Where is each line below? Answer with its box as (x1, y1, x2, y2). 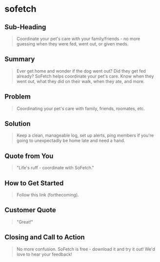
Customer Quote (4, 206, 57, 214)
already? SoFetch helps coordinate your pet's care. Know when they (16, 73, 154, 79)
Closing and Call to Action (4, 233, 85, 242)
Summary (4, 55, 35, 63)
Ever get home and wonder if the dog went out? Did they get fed (16, 68, 146, 74)
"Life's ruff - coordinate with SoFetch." (16, 165, 95, 171)
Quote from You (4, 152, 54, 160)
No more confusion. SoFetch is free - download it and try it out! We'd (16, 246, 156, 252)
